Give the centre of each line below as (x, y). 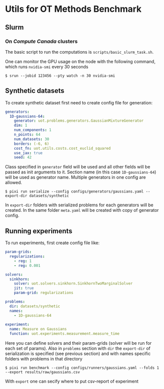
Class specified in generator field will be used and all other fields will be (78, 167)
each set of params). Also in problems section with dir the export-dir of (78, 348)
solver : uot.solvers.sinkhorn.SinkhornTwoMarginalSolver (73, 284)
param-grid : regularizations (44, 293)
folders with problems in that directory (44, 359)
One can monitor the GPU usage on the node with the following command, (80, 61)
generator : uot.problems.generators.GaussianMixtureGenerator (79, 121)
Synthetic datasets (35, 91)
